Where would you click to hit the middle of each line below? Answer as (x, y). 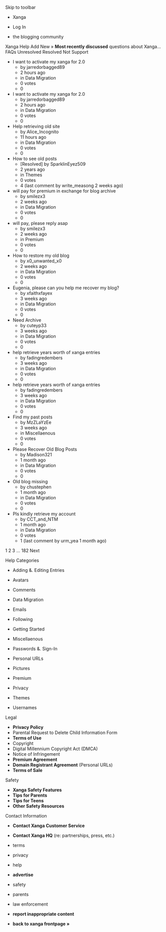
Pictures (21, 668)
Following (23, 619)
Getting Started (28, 629)
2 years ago (33, 169)
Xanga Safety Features (37, 790)
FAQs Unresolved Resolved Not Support (47, 52)
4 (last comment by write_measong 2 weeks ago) (72, 185)
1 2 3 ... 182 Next (23, 551)
